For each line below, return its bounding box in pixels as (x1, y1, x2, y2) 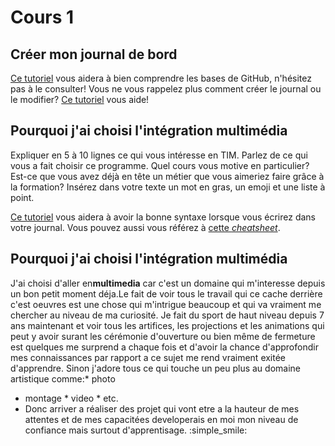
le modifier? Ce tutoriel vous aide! (10, 94, 150, 105)
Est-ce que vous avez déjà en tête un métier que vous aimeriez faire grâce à (10, 170, 325, 182)
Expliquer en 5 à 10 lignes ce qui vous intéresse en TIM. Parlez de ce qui (10, 149, 308, 161)
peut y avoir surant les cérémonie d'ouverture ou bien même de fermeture (10, 330, 316, 342)
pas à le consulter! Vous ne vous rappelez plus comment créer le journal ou (10, 83, 322, 95)
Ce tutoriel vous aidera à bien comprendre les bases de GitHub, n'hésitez (10, 72, 312, 84)
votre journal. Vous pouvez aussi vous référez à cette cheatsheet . (10, 221, 281, 233)
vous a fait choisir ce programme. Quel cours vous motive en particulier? (10, 159, 310, 171)
